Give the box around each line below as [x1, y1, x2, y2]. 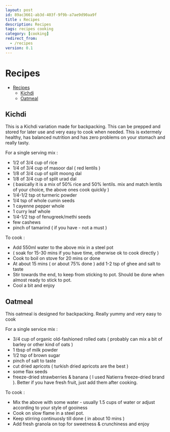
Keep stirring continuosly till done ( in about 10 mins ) [12, 416, 125, 422]
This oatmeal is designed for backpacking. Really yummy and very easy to [5, 311, 162, 317]
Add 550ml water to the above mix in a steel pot [12, 245, 114, 251]
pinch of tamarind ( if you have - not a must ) [12, 225, 107, 231]
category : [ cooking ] [5, 31, 50, 36]
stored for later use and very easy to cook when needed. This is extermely [5, 129, 162, 135]
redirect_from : [5, 36, 38, 41]
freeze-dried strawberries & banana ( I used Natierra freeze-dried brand [12, 374, 165, 380]
